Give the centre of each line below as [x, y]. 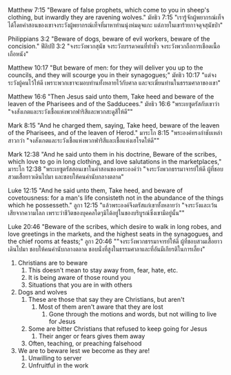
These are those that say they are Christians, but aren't [106, 300]
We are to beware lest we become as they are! [84, 351]
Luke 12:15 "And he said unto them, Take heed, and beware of [96, 190]
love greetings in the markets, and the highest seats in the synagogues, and [115, 234]
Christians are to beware [53, 263]
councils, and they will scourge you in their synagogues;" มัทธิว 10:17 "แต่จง [112, 75]
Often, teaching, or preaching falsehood [85, 343]
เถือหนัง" [18, 54]
